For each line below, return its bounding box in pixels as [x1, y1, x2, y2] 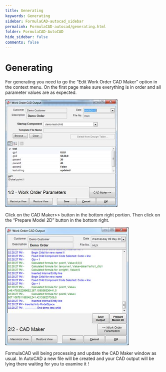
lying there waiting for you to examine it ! [5, 360, 89, 366]
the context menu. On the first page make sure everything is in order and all [5, 84, 161, 90]
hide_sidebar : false [5, 35, 48, 40]
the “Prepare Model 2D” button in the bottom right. [5, 217, 109, 223]
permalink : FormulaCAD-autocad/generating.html [5, 24, 106, 29]
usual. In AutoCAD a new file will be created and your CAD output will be [5, 355, 154, 361]
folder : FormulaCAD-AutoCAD [5, 29, 64, 35]
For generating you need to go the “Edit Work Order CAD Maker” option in [5, 78, 157, 85]
